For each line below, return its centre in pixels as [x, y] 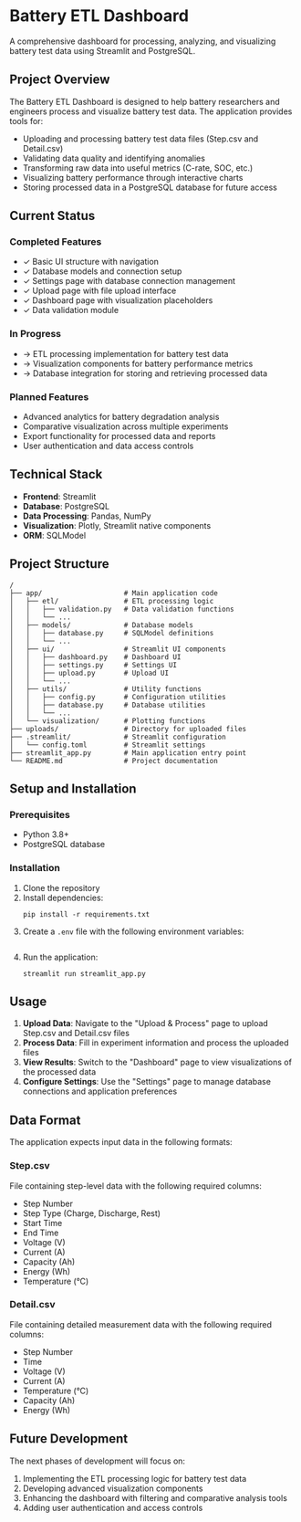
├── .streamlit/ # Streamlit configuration [118, 737]
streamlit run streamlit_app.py [84, 973]
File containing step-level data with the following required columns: [135, 1186]
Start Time [42, 1223]
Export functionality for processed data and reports [119, 436]
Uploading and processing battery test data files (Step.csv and [140, 139]
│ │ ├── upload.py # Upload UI [89, 673]
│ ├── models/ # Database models [102, 625]
